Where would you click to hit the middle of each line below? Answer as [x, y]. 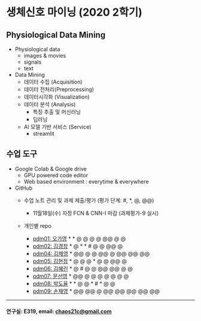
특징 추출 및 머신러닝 [57, 112]
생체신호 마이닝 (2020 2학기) [74, 12]
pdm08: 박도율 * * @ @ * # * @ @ [74, 283]
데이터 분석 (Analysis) [50, 104]
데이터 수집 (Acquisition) [53, 82]
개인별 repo [38, 226]
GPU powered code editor [56, 175]
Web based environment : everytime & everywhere [86, 181]
